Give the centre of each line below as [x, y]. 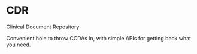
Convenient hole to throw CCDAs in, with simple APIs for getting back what [99, 38]
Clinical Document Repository [43, 27]
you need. [19, 45]
